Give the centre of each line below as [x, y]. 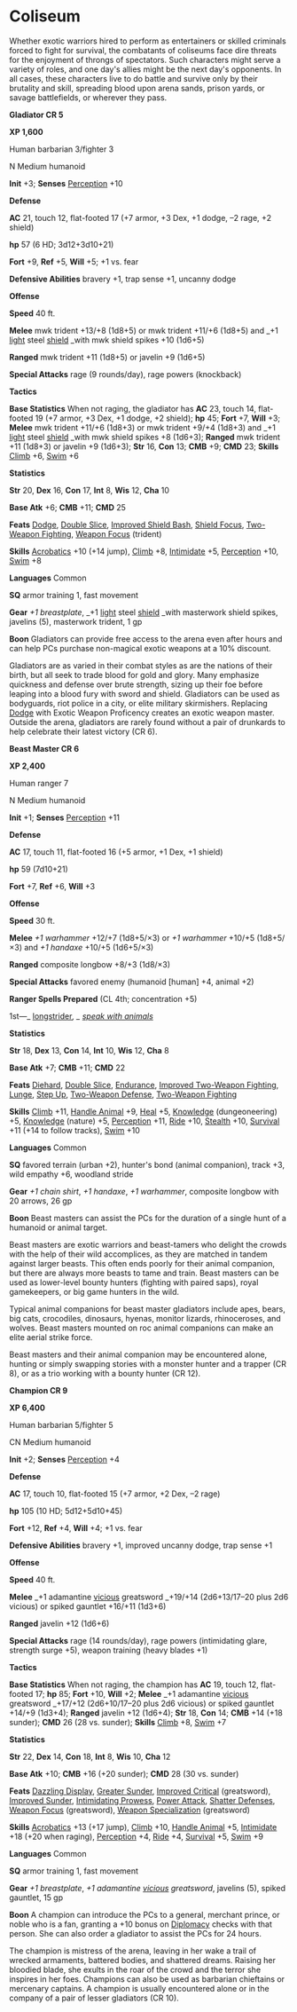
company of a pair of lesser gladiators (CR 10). [94, 1998]
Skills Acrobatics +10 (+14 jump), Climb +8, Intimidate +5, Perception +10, [144, 551]
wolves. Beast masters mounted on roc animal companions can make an [141, 1328]
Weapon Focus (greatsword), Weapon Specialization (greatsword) [130, 1810]
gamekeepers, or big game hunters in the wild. [94, 1291]
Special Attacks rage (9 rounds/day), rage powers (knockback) [125, 374]
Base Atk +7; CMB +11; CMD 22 [67, 1068]
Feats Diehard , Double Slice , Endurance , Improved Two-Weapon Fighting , [144, 1085]
